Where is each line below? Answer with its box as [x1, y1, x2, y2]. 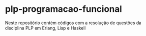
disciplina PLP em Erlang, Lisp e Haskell [5, 25, 86, 31]
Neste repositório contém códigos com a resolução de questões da [5, 20, 142, 26]
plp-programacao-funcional [5, 3, 122, 15]
